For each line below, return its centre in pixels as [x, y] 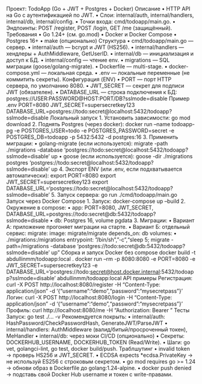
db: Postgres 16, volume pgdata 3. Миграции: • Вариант [124, 220]
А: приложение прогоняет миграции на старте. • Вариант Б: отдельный [98, 227]
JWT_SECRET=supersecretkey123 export [57, 182]
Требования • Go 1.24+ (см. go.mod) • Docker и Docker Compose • [92, 34]
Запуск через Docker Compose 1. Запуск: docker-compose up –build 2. [96, 201]
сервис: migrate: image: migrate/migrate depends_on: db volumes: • [92, 233]
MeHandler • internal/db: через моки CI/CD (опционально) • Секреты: [95, 336]
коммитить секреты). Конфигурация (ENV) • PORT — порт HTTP [89, 79]
